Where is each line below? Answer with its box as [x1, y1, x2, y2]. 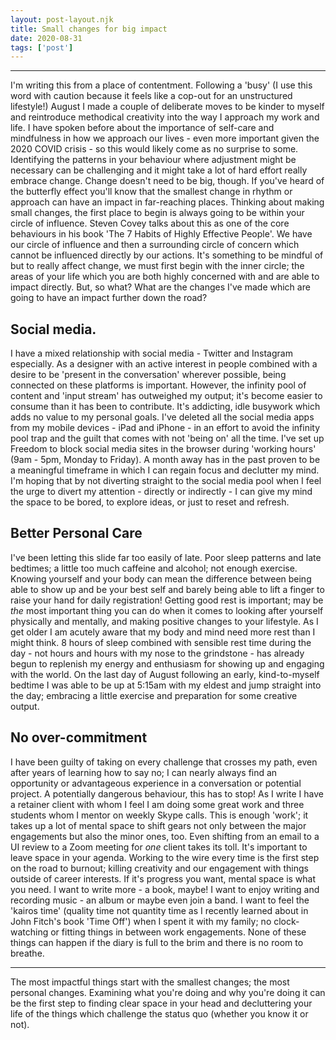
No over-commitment [10, 729, 148, 746]
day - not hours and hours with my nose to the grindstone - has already [10, 647, 305, 659]
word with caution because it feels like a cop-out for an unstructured [10, 90, 293, 102]
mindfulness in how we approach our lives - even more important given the [10, 132, 320, 145]
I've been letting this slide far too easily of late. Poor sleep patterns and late [10, 551, 322, 563]
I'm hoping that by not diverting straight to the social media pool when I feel [10, 475, 322, 487]
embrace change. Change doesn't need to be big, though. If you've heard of [10, 175, 325, 187]
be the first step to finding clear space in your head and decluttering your [10, 997, 313, 1009]
